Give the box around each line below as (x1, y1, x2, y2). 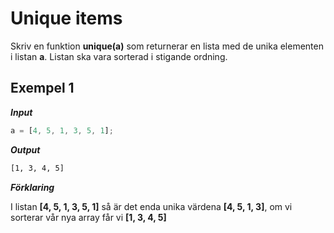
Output (10, 143, 41, 156)
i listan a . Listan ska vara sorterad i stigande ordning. (10, 50, 228, 62)
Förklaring (10, 181, 55, 193)
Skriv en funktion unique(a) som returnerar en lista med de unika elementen (10, 40, 324, 52)
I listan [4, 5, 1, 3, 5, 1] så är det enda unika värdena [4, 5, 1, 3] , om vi (10, 200, 293, 212)
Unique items (10, 7, 123, 30)
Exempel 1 (10, 80, 75, 97)
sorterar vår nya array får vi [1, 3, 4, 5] (10, 211, 167, 223)
